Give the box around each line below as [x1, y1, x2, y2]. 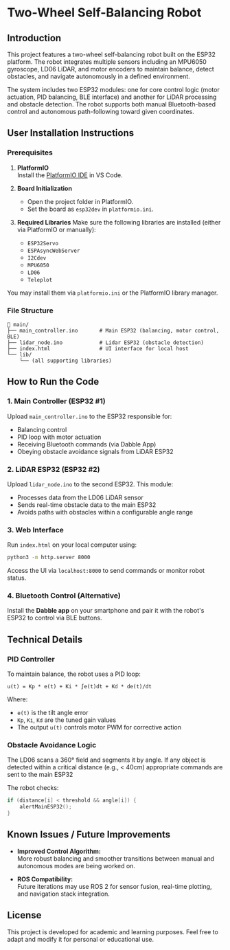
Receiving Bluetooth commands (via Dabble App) [16, 440, 157, 448]
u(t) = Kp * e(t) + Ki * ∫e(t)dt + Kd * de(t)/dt [7, 683, 152, 690]
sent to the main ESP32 [7, 771, 73, 779]
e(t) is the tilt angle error [16, 709, 89, 717]
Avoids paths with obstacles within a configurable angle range [16, 508, 194, 516]
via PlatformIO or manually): [16, 225, 96, 234]
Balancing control [16, 425, 67, 433]
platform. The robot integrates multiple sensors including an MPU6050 [7, 58, 207, 66]
